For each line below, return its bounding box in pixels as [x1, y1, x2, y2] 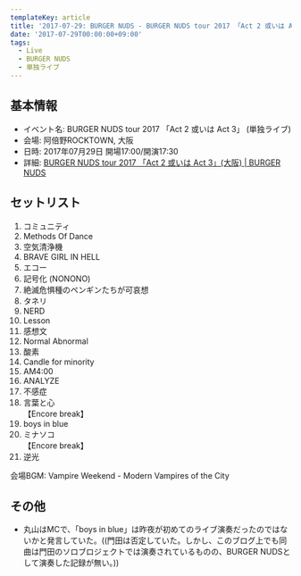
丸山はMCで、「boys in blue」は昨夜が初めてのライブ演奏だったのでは [22, 524, 280, 535]
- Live [18, 46, 43, 55]
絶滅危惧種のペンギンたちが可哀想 [22, 284, 149, 295]
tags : [10, 38, 30, 47]
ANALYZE [22, 375, 60, 386]
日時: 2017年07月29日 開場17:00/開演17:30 [22, 146, 179, 156]
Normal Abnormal [22, 336, 88, 346]
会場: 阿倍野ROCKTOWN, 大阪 [22, 135, 134, 146]
